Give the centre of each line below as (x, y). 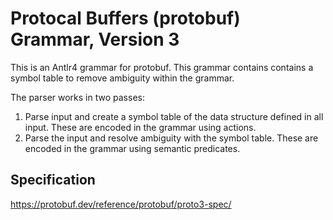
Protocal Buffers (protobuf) (125, 18)
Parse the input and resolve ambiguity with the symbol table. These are (171, 138)
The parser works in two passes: (77, 97)
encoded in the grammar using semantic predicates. (132, 148)
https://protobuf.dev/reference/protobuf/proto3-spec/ (121, 204)
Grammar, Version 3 (95, 39)
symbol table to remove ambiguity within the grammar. (122, 78)
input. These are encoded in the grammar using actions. (140, 127)
